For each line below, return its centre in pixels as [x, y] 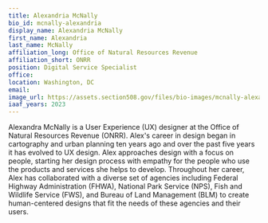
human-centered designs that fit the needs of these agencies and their [124, 203]
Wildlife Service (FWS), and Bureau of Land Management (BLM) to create [129, 195]
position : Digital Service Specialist [73, 68]
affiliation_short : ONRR [49, 61]
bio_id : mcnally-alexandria [55, 23]
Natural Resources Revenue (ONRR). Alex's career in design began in [122, 135]
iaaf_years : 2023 [37, 104]
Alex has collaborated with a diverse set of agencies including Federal [123, 178]
